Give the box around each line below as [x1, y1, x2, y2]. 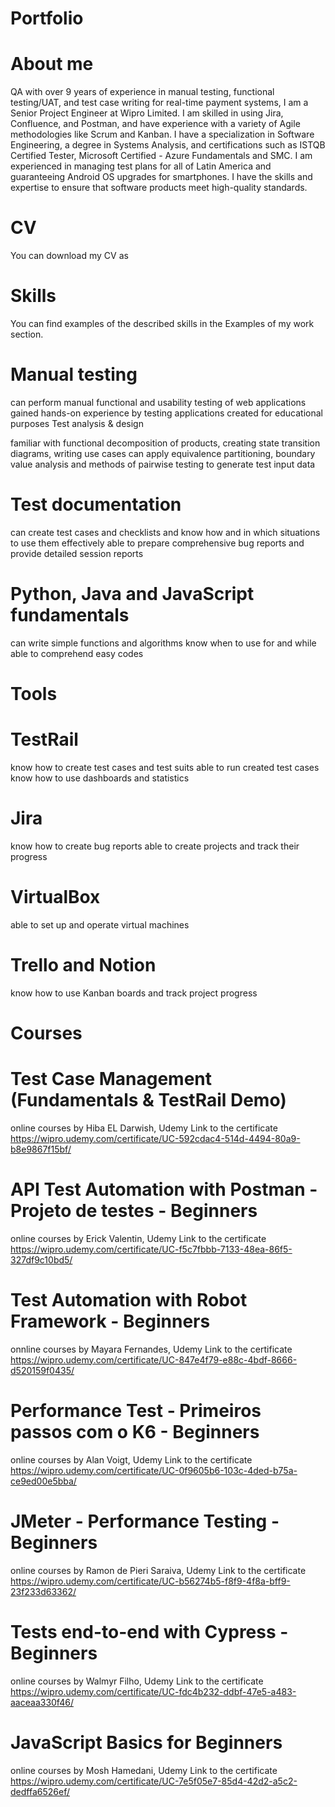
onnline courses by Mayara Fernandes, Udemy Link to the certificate [10, 1343, 293, 1355]
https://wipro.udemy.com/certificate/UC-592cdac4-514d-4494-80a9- [10, 1132, 301, 1144]
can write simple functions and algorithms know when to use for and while [10, 637, 317, 649]
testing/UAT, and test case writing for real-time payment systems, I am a [10, 97, 309, 109]
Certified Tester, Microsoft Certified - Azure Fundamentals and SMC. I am [10, 150, 313, 162]
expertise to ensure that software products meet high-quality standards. [10, 182, 308, 194]
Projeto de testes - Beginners [10, 1200, 258, 1222]
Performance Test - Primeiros [10, 1399, 262, 1422]
